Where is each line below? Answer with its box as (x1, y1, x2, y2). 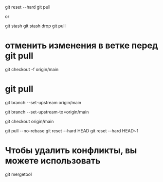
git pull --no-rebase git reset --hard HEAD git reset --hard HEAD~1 (5, 127, 139, 133)
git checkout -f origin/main (5, 66, 59, 72)
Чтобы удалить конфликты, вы (5, 145, 137, 156)
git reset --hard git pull (5, 4, 51, 10)
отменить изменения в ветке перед (5, 40, 158, 51)
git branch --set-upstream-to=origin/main (5, 109, 89, 115)
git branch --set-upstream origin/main (5, 99, 82, 105)
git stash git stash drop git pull (5, 23, 66, 29)
